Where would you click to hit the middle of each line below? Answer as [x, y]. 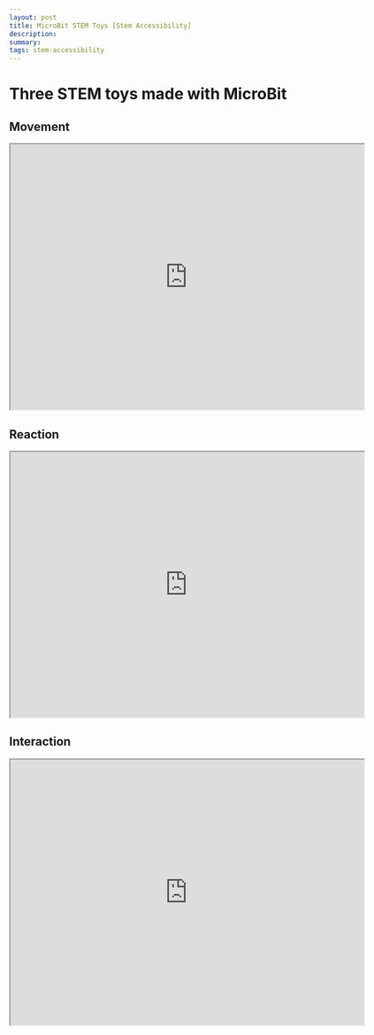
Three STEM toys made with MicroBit [148, 94]
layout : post [33, 17]
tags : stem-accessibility [57, 50]
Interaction [40, 741]
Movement [40, 126]
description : [33, 34]
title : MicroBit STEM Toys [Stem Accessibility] [100, 26]
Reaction [34, 434]
